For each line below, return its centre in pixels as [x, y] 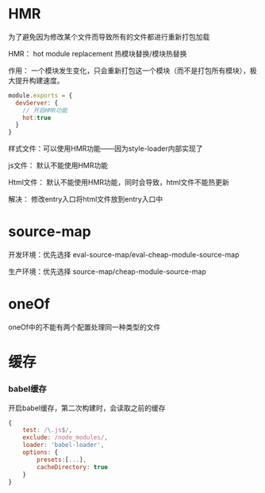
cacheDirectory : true [73, 467]
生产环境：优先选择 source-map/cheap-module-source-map [107, 272]
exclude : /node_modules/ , [65, 437]
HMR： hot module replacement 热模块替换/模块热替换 [98, 53]
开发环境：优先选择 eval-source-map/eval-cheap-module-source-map [124, 255]
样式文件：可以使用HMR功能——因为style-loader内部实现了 [106, 148]
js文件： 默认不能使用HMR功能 [58, 166]
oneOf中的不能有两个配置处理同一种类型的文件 [84, 327]
